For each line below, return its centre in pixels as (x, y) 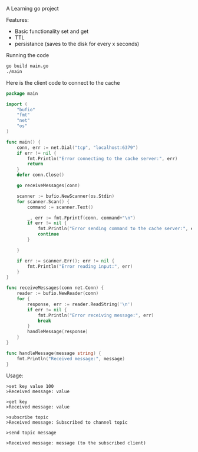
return (35, 164)
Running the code (28, 55)
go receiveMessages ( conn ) (49, 185)
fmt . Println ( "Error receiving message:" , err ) (96, 315)
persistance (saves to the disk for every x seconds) (77, 44)
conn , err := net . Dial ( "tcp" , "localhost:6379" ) (77, 147)
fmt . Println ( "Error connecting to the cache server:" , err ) (103, 158)
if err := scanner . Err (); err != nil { (66, 261)
